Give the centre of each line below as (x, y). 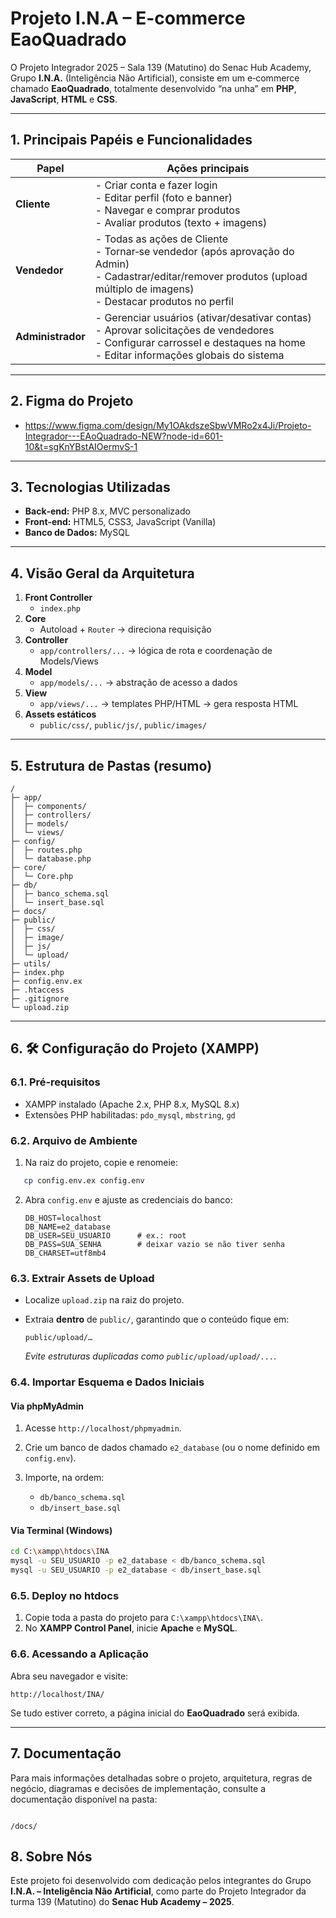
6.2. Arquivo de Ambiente (74, 1140)
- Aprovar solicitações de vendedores (184, 330)
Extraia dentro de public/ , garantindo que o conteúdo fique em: (157, 1319)
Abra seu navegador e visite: (69, 1676)
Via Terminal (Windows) (61, 1530)
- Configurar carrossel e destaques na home (200, 342)
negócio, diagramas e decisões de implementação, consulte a (138, 1788)
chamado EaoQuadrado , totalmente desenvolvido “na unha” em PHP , (153, 88)
